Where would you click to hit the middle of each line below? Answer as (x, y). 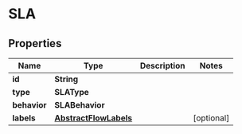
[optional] (211, 118)
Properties (35, 43)
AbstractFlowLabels (94, 118)
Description (162, 66)
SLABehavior (80, 105)
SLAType (72, 92)
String (66, 79)
